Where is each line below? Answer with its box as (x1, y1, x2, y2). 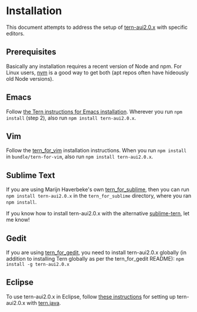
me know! (6, 216, 30, 224)
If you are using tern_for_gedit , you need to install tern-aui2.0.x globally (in (6, 249, 187, 256)
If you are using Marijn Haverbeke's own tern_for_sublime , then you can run (6, 186, 190, 193)
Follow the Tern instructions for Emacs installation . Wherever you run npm (6, 108, 182, 115)
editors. (6, 29, 25, 37)
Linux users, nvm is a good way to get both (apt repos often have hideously (6, 69, 189, 76)
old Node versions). (6, 75, 54, 82)
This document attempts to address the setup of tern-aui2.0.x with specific (6, 24, 188, 31)
